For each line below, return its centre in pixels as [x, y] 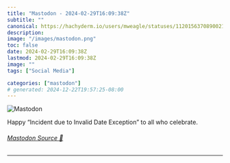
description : [26, 33]
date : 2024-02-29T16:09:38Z [47, 52]
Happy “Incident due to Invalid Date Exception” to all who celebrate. [103, 122]
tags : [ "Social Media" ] [41, 71]
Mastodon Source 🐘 [35, 138]
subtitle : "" [26, 20]
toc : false [23, 45]
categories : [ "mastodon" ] [44, 83]
